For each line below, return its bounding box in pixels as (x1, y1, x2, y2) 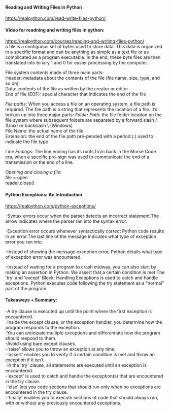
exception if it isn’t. (5, 357, 45, 363)
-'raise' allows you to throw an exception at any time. (5, 346, 116, 352)
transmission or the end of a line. (5, 159, 74, 165)
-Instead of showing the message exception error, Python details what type (5, 249, 163, 255)
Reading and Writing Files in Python (5, 4, 82, 10)
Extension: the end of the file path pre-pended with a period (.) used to (5, 133, 154, 140)
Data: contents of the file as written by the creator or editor (5, 86, 128, 92)
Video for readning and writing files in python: (5, 27, 105, 33)
